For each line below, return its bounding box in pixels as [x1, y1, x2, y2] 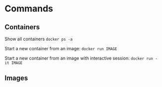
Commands [4, 3, 54, 14]
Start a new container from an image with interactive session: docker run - [4, 55, 158, 61]
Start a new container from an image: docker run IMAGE [4, 46, 117, 51]
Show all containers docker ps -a [4, 36, 73, 42]
